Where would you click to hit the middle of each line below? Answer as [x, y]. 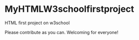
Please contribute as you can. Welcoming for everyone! [62, 32]
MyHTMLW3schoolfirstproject [69, 9]
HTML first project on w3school [37, 23]
